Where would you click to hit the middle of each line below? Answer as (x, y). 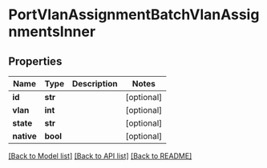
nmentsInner (52, 32)
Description (95, 84)
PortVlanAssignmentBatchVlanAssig (134, 15)
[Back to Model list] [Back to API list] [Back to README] (100, 156)
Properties (35, 61)
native (25, 136)
